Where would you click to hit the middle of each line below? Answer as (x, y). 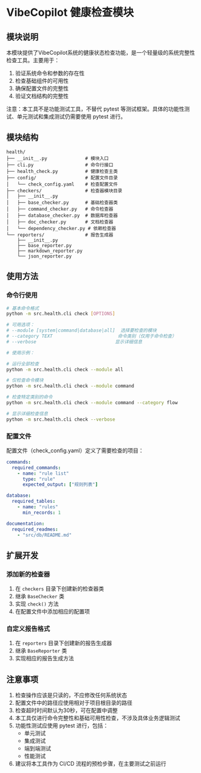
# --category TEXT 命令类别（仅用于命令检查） (92, 336)
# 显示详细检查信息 (27, 414)
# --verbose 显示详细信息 (74, 341)
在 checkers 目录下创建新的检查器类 (60, 589)
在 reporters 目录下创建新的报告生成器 (63, 643)
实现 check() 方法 (37, 604)
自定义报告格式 (28, 629)
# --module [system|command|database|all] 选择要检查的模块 (81, 331)
